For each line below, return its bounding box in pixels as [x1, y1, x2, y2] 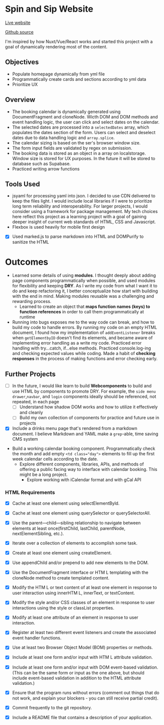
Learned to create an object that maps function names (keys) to [19, 304, 150, 309]
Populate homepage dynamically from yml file [12, 71, 105, 77]
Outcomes [5, 256, 48, 267]
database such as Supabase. [12, 161, 71, 166]
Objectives [5, 58, 39, 67]
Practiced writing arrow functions [12, 165, 80, 172]
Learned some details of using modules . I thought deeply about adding [12, 273, 156, 279]
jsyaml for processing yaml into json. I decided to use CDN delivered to [12, 193, 156, 199]
